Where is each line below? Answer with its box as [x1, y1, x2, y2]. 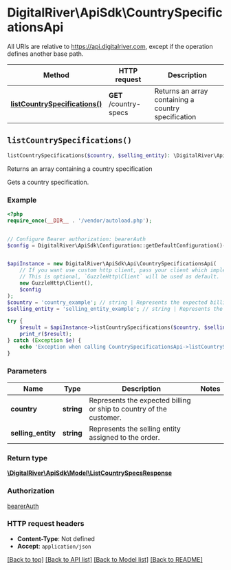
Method [43, 70, 70, 80]
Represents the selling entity [89, 424, 181, 434]
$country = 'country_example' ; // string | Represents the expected [7, 298, 208, 306]
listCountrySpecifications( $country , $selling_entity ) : [7, 152, 170, 159]
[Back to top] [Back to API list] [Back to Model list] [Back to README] [7, 555, 203, 563]
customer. [89, 412, 122, 422]
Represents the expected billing [89, 395, 191, 405]
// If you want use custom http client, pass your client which [19, 267, 208, 274]
